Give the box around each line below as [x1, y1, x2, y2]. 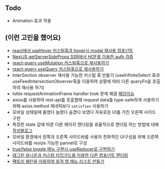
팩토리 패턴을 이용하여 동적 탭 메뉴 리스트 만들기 [12, 158, 104, 164]
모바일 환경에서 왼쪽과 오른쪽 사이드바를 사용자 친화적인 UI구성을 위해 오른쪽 [12, 134, 159, 139]
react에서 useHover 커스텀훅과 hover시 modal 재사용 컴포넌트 [12, 47, 133, 53]
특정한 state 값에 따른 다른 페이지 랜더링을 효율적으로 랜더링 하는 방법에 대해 [12, 121, 159, 127]
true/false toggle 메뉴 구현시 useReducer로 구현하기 [12, 146, 115, 152]
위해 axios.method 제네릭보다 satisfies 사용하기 [12, 103, 108, 109]
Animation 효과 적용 [12, 17, 52, 24]
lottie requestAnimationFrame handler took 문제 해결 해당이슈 [12, 91, 134, 97]
